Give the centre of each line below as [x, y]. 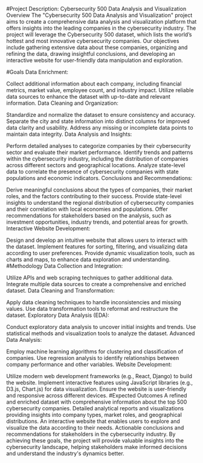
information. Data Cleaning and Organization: [63, 103]
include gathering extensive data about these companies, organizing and [97, 47]
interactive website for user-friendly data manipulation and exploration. [95, 60]
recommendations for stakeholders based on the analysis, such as [89, 215]
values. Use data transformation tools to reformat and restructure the [92, 309]
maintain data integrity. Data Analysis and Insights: [69, 134]
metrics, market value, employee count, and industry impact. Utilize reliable [100, 90]
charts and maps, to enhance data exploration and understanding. [89, 259]
